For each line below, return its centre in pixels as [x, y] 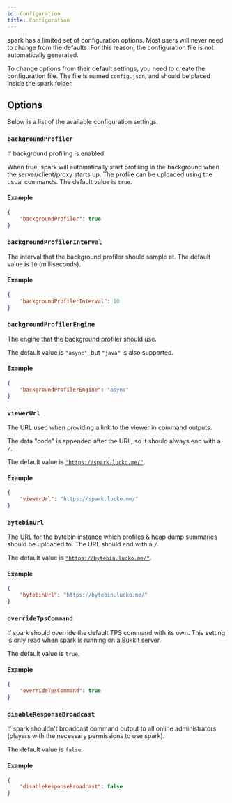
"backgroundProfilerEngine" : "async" [75, 390]
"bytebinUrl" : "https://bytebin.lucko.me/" [84, 595]
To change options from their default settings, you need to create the [106, 68]
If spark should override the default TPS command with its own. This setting [116, 633]
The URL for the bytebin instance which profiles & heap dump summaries [112, 537]
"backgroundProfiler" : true [60, 219]
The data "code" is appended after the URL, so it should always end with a [114, 441]
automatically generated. [43, 55]
